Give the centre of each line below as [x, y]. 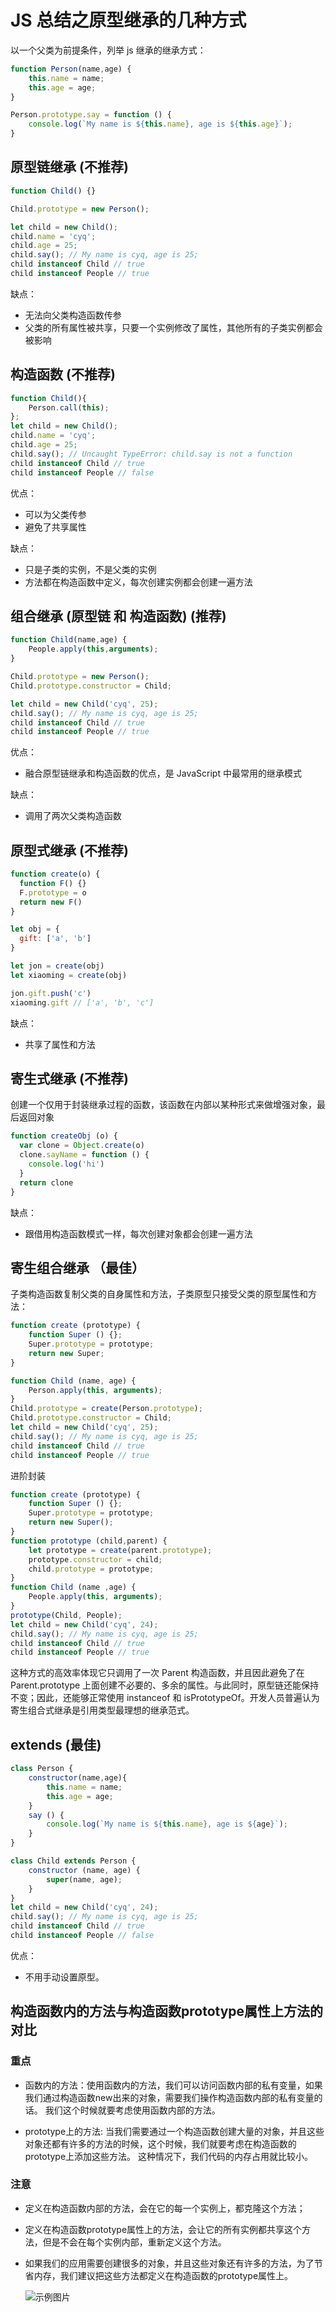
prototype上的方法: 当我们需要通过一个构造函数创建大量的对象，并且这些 [174, 2131]
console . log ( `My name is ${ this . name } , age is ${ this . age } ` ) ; [160, 124]
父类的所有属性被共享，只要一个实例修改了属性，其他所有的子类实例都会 [173, 327]
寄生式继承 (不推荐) [69, 1078]
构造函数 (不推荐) [63, 374]
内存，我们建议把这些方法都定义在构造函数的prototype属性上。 [163, 2275]
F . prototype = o [53, 892]
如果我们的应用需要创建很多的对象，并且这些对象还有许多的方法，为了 [169, 2263]
